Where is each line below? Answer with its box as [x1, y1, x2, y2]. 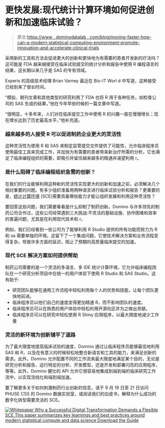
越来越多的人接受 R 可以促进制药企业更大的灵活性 [5, 131, 122, 137]
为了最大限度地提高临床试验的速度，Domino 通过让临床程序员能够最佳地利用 [5, 343, 160, 350]
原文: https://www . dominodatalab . [17, 34, 89, 40]
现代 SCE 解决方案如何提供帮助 [5, 252, 78, 259]
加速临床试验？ [22, 17, 83, 28]
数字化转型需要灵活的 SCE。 [5, 397, 62, 403]
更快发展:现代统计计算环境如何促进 [5, 4, 146, 16]
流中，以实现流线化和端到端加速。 [5, 374, 74, 380]
